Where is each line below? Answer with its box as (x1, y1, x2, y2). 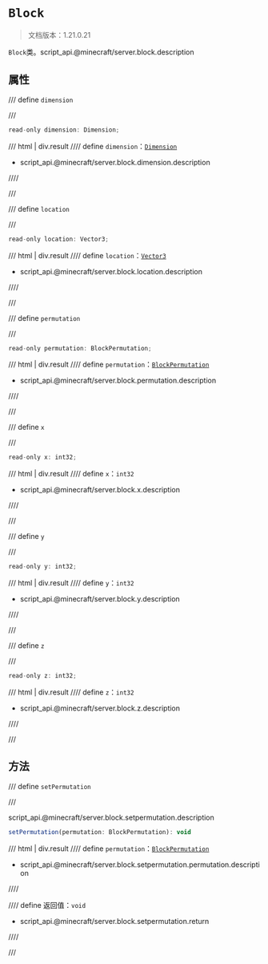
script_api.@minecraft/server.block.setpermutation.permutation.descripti (19, 860, 260, 869)
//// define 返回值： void (8, 900, 86, 909)
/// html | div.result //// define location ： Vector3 (8, 250, 166, 260)
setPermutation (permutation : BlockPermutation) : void (8, 828, 192, 836)
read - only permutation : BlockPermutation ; (8, 344, 152, 352)
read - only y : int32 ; (8, 563, 78, 571)
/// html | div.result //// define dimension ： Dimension (8, 141, 178, 151)
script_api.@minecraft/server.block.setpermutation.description (8, 812, 214, 822)
